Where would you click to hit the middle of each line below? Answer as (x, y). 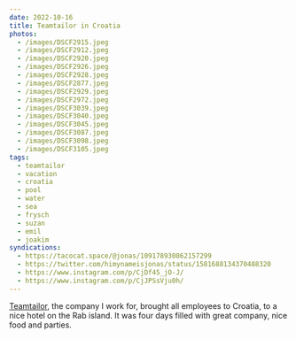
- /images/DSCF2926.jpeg (63, 67)
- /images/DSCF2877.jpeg (63, 83)
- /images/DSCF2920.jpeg (63, 58)
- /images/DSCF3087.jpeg (63, 133)
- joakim (33, 240)
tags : (19, 157)
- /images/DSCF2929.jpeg (63, 91)
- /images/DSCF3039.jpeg (63, 108)
